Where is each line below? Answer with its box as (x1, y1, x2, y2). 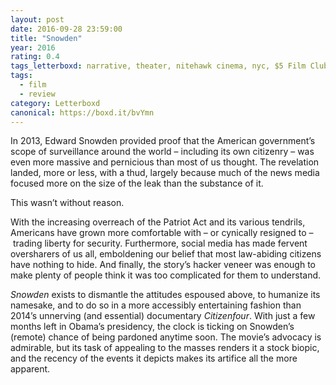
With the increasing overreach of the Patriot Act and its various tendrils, (10, 216, 306, 228)
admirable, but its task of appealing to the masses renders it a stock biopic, (10, 342, 320, 354)
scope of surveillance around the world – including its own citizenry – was (10, 146, 315, 158)
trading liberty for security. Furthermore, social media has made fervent (12, 237, 308, 250)
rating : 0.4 (10, 52, 60, 62)
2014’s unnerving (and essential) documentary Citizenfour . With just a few (10, 310, 316, 322)
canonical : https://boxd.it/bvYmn (10, 107, 155, 118)
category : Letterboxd (10, 98, 101, 108)
